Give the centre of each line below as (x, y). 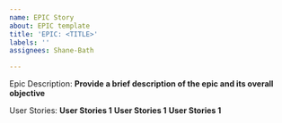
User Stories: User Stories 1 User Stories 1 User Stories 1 (115, 111)
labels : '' (30, 42)
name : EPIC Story (42, 17)
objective (27, 94)
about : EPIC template (50, 26)
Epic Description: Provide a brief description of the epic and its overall (141, 84)
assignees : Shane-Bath (52, 51)
